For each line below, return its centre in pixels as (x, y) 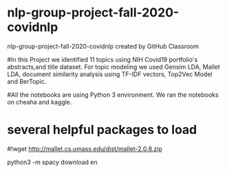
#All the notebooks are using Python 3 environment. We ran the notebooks (113, 95)
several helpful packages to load (102, 130)
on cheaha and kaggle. (40, 102)
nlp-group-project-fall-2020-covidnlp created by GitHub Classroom (103, 46)
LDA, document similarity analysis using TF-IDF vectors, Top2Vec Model (110, 74)
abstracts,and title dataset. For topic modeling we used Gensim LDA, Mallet (113, 67)
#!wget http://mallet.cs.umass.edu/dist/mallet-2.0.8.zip (85, 148)
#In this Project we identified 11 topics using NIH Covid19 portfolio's (102, 59)
